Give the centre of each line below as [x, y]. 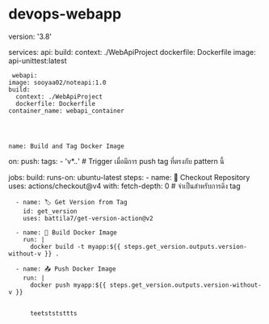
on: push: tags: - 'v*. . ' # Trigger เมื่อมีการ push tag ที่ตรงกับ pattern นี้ [116, 161]
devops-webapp [65, 14]
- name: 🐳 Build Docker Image [66, 232]
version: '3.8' [30, 36]
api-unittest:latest [38, 61]
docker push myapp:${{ [68, 285]
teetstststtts [54, 313]
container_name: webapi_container [67, 111]
